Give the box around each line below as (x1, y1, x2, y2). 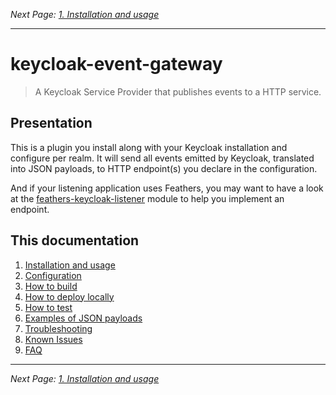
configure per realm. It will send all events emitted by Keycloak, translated (10, 152, 315, 164)
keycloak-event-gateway (10, 53, 223, 76)
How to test (24, 301, 73, 313)
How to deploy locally (24, 290, 115, 303)
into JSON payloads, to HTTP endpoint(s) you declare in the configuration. (10, 162, 318, 174)
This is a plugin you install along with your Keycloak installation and (10, 141, 288, 153)
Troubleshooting (24, 322, 93, 334)
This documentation (10, 232, 140, 249)
